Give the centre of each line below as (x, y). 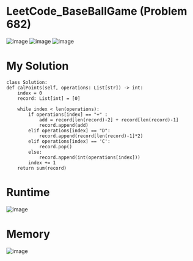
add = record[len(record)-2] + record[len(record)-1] (109, 120)
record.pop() (55, 146)
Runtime (28, 193)
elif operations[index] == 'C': (70, 141)
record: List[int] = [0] (49, 98)
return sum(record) (42, 168)
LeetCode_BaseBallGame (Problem (97, 11)
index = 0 (30, 93)
